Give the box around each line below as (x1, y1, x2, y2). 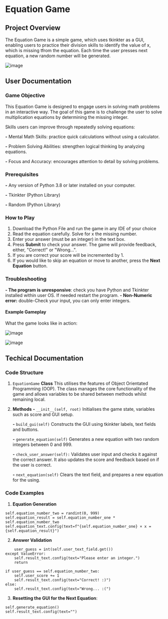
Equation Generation (12, 501, 57, 507)
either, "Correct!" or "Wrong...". (12, 247, 77, 253)
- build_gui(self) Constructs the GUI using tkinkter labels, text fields (12, 421, 156, 427)
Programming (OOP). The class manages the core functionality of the (12, 386, 156, 392)
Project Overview (5, 24, 61, 32)
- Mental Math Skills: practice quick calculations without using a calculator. (5, 133, 160, 139)
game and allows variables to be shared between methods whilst (12, 391, 147, 397)
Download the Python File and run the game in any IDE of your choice (12, 226, 156, 232)
